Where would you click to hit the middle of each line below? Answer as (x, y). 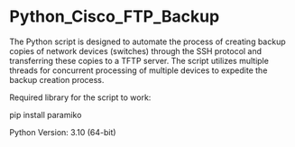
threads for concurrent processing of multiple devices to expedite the (138, 70)
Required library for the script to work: (80, 97)
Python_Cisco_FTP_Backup (115, 17)
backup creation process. (57, 79)
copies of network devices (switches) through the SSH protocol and (136, 51)
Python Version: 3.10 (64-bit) (63, 132)
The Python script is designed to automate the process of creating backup (147, 41)
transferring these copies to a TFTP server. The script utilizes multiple (139, 60)
